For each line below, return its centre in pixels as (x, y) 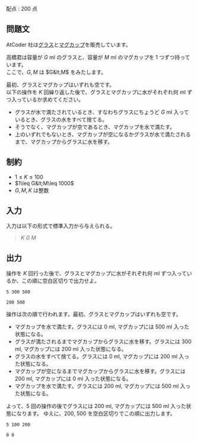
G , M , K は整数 (32, 190)
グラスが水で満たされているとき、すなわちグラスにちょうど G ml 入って (102, 112)
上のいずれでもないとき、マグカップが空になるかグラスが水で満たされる (103, 134)
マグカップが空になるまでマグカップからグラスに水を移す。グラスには (100, 371)
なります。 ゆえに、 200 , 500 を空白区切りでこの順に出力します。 (96, 413)
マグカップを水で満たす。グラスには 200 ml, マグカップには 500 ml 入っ (103, 386)
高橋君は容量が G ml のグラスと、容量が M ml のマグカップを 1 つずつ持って (98, 57)
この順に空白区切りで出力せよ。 (60, 281)
